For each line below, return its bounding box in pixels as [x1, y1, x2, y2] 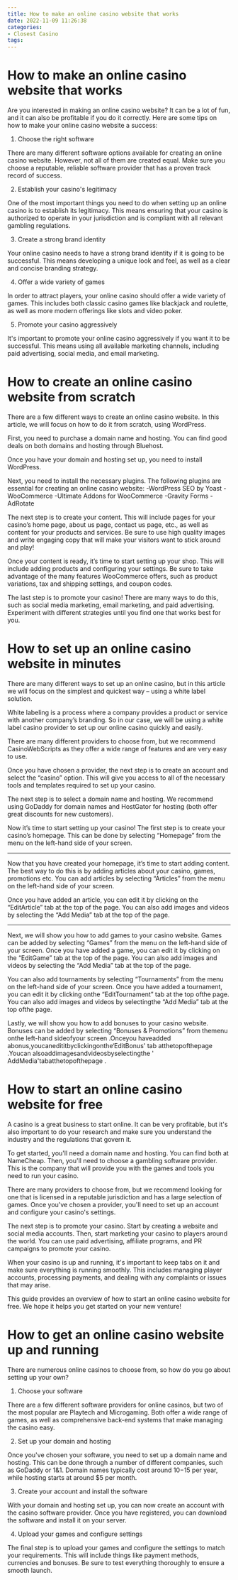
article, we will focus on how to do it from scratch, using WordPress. [7, 420, 207, 428]
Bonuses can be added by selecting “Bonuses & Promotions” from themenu [7, 1026, 228, 1035]
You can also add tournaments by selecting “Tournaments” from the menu [7, 974, 225, 984]
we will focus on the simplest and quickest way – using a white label [7, 687, 206, 695]
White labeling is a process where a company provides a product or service [7, 708, 228, 717]
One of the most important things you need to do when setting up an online [7, 199, 227, 207]
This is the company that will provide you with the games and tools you [7, 1164, 215, 1172]
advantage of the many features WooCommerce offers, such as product [7, 572, 217, 580]
